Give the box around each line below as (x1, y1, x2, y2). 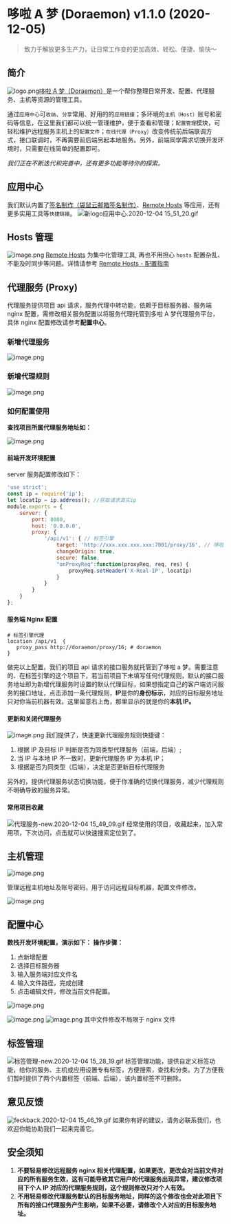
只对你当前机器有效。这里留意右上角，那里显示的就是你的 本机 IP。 (7, 697, 195, 706)
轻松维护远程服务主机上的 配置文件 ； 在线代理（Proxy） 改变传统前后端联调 (7, 127, 206, 135)
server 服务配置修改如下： (7, 470, 82, 478)
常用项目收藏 (7, 803, 43, 811)
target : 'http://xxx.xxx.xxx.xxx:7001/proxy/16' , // (56, 542, 211, 549)
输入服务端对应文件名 (16, 970, 78, 978)
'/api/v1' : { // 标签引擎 (43, 535, 115, 542)
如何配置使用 (7, 406, 50, 416)
